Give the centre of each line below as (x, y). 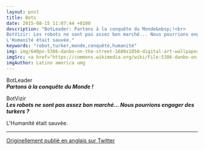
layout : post (23, 12)
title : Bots (21, 18)
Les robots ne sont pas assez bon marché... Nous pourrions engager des (100, 104)
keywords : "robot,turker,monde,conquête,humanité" (72, 46)
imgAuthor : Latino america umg (46, 63)
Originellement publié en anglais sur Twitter (61, 140)
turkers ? (18, 111)
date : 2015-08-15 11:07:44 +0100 (49, 23)
